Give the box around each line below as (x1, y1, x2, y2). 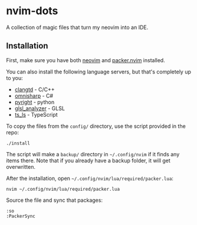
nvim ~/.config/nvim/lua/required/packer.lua (6, 186, 120, 192)
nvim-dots (6, 4, 58, 18)
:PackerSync (6, 213, 35, 219)
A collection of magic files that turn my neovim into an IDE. (6, 24, 149, 31)
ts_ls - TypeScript (14, 111, 58, 118)
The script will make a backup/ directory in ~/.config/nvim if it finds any (6, 150, 180, 157)
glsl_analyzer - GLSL (14, 105, 65, 112)
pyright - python (14, 98, 55, 105)
